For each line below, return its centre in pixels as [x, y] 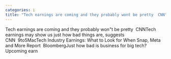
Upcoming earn [22, 51]
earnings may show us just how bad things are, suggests [65, 35]
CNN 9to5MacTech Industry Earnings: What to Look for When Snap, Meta [83, 40]
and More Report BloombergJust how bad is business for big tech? [76, 45]
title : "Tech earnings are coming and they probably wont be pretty [79, 15]
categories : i [20, 10]
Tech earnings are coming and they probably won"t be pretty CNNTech [81, 29]
